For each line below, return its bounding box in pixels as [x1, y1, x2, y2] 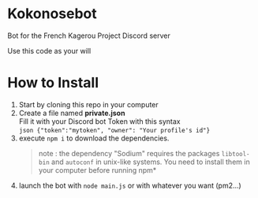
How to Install [7, 74, 99, 92]
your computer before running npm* [38, 165, 157, 174]
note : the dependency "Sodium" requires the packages [38, 148, 220, 158]
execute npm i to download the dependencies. [18, 133, 170, 143]
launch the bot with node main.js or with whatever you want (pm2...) [18, 181, 241, 190]
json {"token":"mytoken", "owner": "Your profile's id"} [18, 126, 211, 134]
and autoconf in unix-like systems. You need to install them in [51, 157, 250, 166]
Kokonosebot [7, 5, 98, 23]
